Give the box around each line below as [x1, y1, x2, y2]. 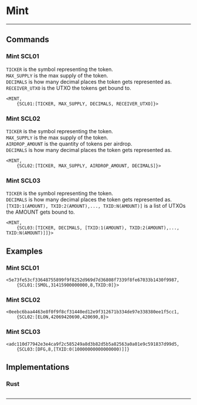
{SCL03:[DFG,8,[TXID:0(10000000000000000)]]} [16, 346, 130, 352]
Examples [6, 246, 43, 256]
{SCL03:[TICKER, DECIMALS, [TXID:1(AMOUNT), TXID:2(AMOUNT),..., [16, 225, 180, 231]
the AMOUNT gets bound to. [6, 208, 75, 215]
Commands [6, 35, 50, 45]
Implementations [6, 362, 70, 372]
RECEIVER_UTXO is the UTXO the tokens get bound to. [6, 84, 131, 92]
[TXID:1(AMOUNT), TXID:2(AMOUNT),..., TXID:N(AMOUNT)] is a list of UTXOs [6, 203, 186, 210]
